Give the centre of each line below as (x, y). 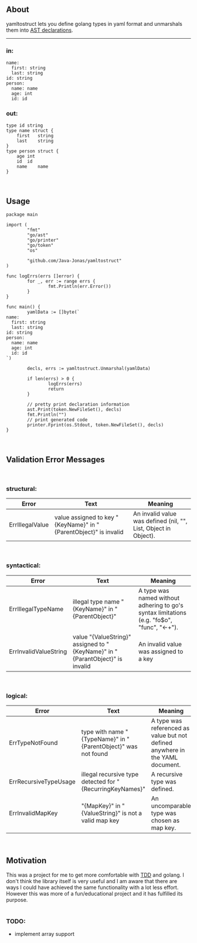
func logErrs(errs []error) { (43, 276)
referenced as (170, 728)
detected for (98, 781)
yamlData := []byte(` (54, 312)
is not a (132, 813)
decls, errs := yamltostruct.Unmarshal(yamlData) (89, 369)
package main (22, 215)
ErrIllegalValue (29, 525)
